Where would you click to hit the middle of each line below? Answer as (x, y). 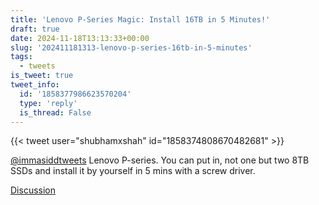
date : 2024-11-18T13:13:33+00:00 (80, 38)
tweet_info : (35, 85)
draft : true (35, 29)
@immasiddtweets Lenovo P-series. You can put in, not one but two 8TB (160, 160)
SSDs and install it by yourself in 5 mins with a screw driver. (133, 171)
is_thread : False (55, 112)
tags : (21, 57)
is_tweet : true (42, 76)
